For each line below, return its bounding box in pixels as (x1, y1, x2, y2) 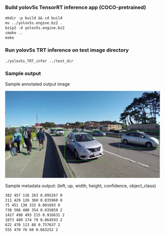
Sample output (5, 70, 41, 77)
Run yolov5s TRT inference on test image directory (5, 47, 129, 54)
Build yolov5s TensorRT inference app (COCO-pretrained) (5, 4, 146, 11)
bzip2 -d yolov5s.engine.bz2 (5, 26, 65, 30)
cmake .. (5, 30, 23, 35)
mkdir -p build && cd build (5, 16, 63, 21)
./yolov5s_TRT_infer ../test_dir (5, 59, 74, 63)
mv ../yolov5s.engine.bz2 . (5, 21, 63, 26)
